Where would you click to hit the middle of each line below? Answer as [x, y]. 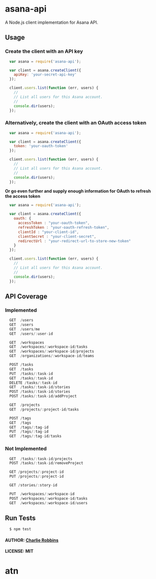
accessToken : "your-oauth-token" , [54, 223]
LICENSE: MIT [19, 551]
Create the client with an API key [44, 51]
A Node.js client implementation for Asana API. [52, 22]
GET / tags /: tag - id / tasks [36, 436]
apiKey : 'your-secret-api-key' [45, 75]
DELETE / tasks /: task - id [33, 383]
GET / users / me [25, 329]
